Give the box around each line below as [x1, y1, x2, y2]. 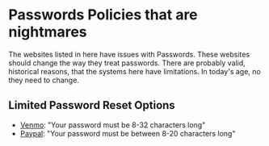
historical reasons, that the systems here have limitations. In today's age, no [8, 66, 261, 76]
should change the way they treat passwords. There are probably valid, [8, 58, 246, 68]
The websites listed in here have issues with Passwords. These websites [8, 49, 250, 59]
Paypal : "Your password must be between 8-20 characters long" [19, 128, 236, 138]
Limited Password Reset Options [8, 98, 175, 112]
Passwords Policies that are [8, 6, 198, 24]
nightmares [8, 23, 87, 41]
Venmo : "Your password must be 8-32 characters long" [19, 119, 206, 130]
